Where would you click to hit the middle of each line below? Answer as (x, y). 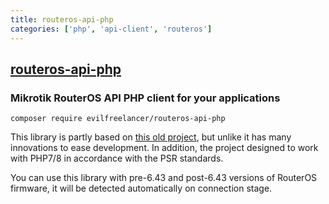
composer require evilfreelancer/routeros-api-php (118, 119)
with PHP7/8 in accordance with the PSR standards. (117, 158)
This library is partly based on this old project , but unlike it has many (151, 137)
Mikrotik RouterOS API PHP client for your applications (145, 98)
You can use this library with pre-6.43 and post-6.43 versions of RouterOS (164, 178)
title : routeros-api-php (62, 19)
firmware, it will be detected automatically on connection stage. (141, 188)
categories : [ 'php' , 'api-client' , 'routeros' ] (111, 29)
